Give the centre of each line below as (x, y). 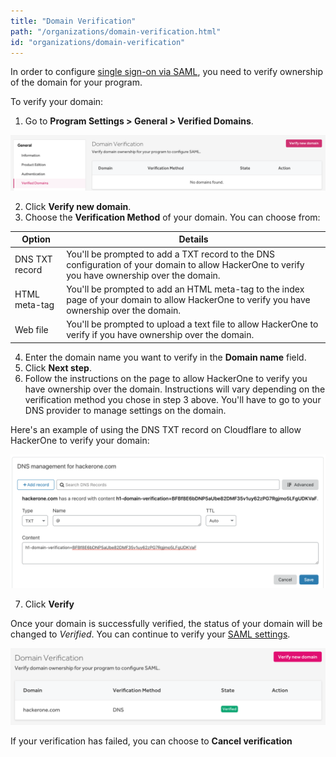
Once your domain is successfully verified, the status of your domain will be (166, 624)
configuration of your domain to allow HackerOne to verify (185, 264)
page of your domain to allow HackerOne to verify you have (188, 299)
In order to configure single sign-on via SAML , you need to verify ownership (166, 72)
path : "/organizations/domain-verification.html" (116, 31)
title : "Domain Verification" (73, 21)
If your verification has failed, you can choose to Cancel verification (151, 741)
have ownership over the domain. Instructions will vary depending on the (175, 389)
